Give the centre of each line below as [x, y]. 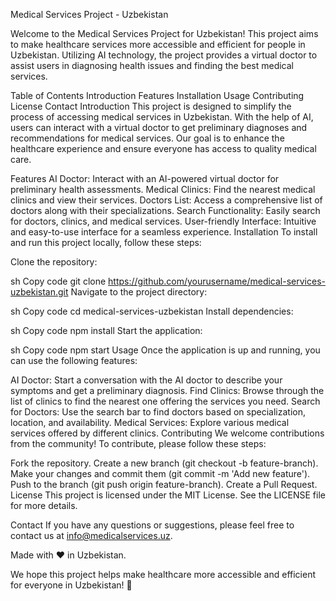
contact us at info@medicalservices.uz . [91, 535]
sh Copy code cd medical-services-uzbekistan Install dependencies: [152, 311]
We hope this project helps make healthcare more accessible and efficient [163, 574]
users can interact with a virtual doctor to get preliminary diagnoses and [159, 127]
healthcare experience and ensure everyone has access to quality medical [163, 148]
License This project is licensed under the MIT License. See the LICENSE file [168, 495]
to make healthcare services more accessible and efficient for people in [158, 44]
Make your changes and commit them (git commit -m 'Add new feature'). [160, 473]
